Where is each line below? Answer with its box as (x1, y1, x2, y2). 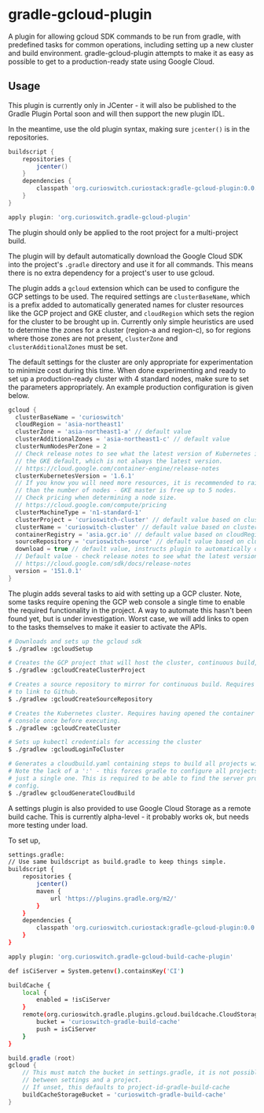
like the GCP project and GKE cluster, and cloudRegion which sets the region (8, 308, 255, 318)
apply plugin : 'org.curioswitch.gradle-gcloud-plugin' (8, 213, 192, 221)
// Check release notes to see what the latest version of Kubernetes (15, 449, 251, 458)
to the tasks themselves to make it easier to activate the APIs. (8, 622, 207, 631)
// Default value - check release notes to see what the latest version (15, 553, 258, 560)
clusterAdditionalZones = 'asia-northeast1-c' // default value (15, 435, 230, 443)
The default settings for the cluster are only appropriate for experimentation (8, 357, 254, 367)
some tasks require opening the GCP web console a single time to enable (8, 597, 246, 606)
